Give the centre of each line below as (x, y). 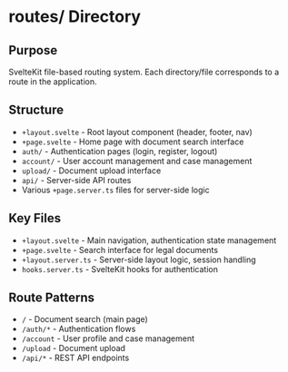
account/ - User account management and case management (137, 161)
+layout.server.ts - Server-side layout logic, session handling (139, 259)
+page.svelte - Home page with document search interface (133, 142)
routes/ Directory (75, 17)
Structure (36, 110)
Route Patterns (51, 298)
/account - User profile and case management (108, 338)
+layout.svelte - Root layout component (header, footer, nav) (137, 132)
